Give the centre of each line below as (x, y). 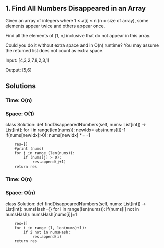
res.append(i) (47, 237)
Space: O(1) (20, 114)
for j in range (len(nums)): (45, 153)
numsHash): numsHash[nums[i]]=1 (41, 214)
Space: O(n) (20, 193)
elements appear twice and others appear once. (55, 26)
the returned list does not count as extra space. (54, 50)
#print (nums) (29, 149)
